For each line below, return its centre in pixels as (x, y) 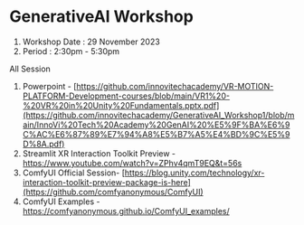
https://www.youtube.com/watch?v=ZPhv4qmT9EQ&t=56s (132, 163)
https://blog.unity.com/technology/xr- (195, 173)
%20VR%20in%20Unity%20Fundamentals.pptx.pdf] (121, 105)
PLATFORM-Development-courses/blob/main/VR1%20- (126, 96)
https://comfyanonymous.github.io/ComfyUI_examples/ (126, 211)
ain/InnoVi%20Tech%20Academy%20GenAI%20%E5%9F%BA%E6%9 (156, 125)
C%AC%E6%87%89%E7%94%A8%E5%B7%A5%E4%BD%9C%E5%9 (156, 134)
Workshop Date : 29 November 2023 (91, 42)
